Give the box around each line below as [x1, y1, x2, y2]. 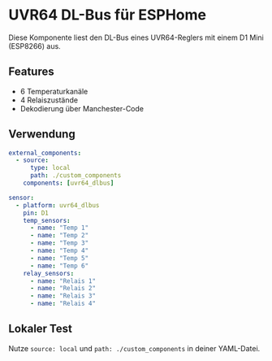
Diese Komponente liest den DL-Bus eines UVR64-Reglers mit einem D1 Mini [8, 33, 264, 42]
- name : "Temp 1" [29, 224, 89, 233]
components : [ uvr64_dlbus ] [23, 179, 114, 188]
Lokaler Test [8, 322, 73, 336]
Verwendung [8, 128, 76, 141]
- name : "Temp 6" [29, 262, 89, 270]
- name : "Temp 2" [29, 232, 89, 240]
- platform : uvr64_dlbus [15, 201, 100, 209]
